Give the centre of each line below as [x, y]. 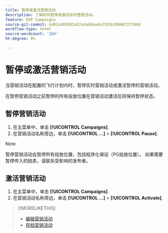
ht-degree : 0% [20, 39]
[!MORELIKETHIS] [37, 208]
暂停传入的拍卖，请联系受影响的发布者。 [48, 161]
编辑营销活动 [39, 219]
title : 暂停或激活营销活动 [31, 10]
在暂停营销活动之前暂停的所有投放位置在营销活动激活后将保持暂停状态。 [81, 96]
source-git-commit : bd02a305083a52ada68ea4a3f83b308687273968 [73, 24]
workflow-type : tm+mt [28, 29]
